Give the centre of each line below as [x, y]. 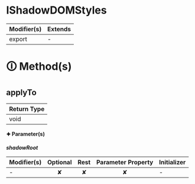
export [18, 39]
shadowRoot [22, 147]
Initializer [172, 162]
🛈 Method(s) [39, 67]
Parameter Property [125, 162]
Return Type [27, 109]
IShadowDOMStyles [57, 10]
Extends [59, 29]
